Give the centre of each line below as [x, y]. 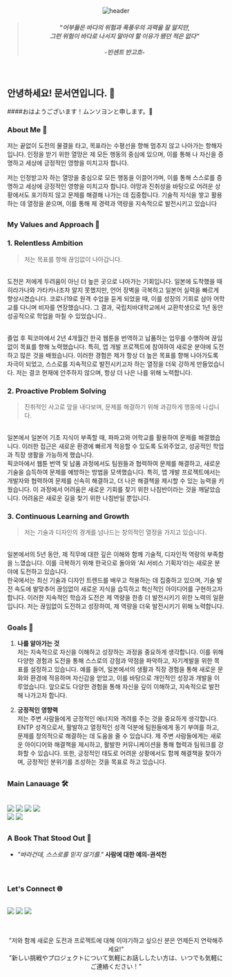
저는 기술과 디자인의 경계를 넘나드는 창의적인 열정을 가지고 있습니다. [115, 532]
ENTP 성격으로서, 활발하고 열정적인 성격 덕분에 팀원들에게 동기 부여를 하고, [118, 727]
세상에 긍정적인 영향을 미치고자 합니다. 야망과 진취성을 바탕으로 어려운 [119, 186]
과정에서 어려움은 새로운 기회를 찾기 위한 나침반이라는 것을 [118, 490]
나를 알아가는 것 [38, 643]
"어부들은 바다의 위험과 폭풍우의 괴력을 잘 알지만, [125, 27]
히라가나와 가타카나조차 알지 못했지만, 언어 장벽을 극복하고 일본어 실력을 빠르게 [113, 290]
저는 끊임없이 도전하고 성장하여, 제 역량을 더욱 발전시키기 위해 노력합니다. [126, 606]
